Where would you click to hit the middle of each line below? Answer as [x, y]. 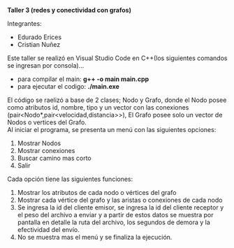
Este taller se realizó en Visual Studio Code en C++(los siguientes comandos [117, 58]
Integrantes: [24, 23]
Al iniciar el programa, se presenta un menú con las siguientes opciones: [112, 130]
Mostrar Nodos [39, 143]
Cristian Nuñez [39, 44]
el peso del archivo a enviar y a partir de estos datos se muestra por [115, 215]
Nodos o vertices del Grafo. [47, 122]
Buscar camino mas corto [54, 158]
